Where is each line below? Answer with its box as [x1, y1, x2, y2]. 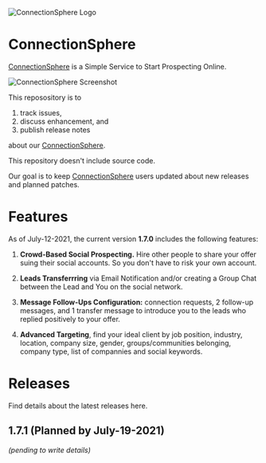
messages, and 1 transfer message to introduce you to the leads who [19, 305, 247, 315]
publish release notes [19, 124, 91, 135]
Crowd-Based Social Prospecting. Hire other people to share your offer [19, 249, 256, 259]
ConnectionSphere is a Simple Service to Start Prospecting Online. [8, 61, 227, 71]
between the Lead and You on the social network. [19, 281, 183, 291]
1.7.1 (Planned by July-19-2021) [8, 424, 165, 437]
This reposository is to [8, 92, 82, 102]
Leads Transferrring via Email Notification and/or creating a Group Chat [19, 273, 257, 283]
